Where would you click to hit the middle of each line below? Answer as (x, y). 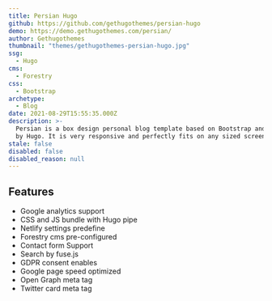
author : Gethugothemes (47, 38)
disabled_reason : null (47, 159)
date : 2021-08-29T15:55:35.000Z (63, 114)
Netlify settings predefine (62, 228)
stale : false (30, 144)
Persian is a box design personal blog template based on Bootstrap (134, 129)
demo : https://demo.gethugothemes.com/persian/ (90, 31)
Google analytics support (62, 211)
